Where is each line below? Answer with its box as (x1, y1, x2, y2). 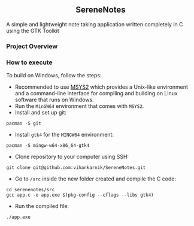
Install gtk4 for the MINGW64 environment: (14, 131, 114, 138)
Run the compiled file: (14, 203, 69, 210)
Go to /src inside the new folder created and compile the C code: (14, 175, 177, 182)
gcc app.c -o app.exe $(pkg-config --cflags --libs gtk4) (6, 192, 154, 198)
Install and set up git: (14, 109, 67, 116)
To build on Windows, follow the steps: (6, 72, 102, 79)
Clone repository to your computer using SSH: (14, 153, 129, 161)
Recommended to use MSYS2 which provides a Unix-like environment (14, 83, 189, 91)
